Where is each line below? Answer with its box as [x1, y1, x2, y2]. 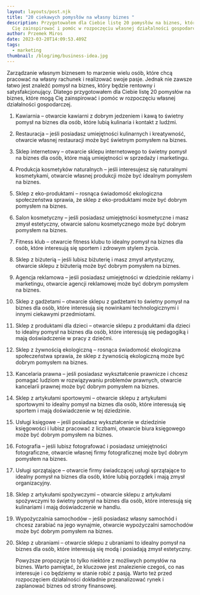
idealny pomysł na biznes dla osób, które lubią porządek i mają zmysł [15, 473, 185, 480]
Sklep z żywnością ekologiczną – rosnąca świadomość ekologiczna [15, 346, 180, 353]
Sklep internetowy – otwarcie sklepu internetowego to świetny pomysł [15, 148, 187, 155]
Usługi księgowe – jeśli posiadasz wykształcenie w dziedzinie [15, 418, 166, 425]
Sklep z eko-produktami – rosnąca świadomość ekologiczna [15, 189, 163, 197]
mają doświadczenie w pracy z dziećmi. [15, 334, 113, 341]
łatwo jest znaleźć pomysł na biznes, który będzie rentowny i [7, 81, 155, 89]
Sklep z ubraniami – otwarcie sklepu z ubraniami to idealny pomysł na [15, 539, 186, 546]
